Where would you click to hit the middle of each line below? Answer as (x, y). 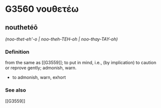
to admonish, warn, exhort (39, 77)
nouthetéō (21, 27)
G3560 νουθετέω (42, 9)
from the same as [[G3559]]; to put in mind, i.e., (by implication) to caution (81, 63)
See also (16, 90)
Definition (17, 52)
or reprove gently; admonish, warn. (41, 68)
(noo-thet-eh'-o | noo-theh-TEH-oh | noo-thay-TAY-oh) (61, 39)
